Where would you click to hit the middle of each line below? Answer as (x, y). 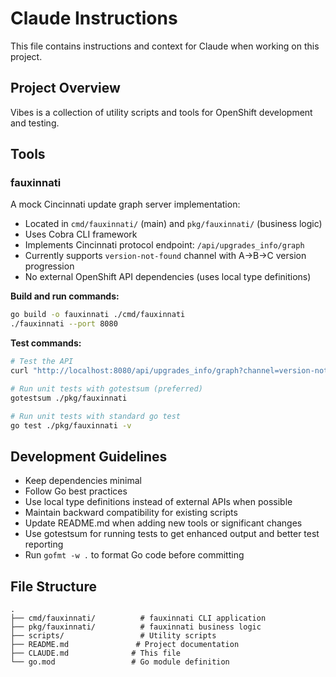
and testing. (35, 123)
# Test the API (42, 362)
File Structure (53, 586)
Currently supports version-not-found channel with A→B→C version (165, 256)
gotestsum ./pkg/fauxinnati (69, 398)
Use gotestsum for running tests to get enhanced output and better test (172, 534)
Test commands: (46, 343)
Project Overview (65, 88)
